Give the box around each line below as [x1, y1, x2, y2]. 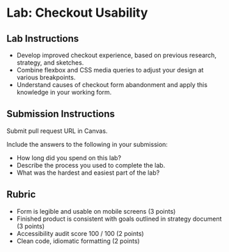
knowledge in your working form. [16, 88, 112, 96]
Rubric [6, 189, 36, 200]
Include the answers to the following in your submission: [6, 140, 168, 148]
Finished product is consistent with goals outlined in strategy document [16, 214, 222, 223]
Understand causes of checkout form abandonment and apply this [16, 81, 208, 88]
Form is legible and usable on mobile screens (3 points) [16, 207, 176, 215]
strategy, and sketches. [16, 58, 84, 67]
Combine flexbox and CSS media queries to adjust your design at [16, 66, 204, 74]
